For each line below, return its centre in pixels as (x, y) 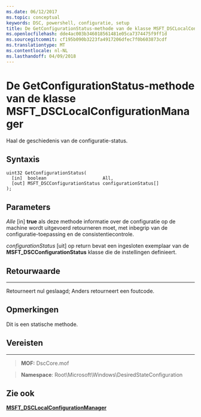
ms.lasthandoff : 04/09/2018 (41, 56)
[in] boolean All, (63, 178)
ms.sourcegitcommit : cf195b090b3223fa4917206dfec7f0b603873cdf (87, 39)
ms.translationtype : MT (36, 45)
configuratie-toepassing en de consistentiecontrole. (70, 235)
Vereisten (25, 343)
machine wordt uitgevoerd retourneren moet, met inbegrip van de (87, 228)
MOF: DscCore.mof (45, 363)
